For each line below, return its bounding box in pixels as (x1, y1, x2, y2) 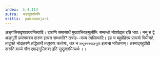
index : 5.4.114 (5, 7, 38, 12)
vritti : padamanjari (5, 16, 49, 21)
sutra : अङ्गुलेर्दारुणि (5, 12, 40, 17)
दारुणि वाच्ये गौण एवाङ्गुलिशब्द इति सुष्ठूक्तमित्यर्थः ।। (5, 46, 87, 52)
